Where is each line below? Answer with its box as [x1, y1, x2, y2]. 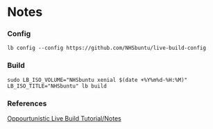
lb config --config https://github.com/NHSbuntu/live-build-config [7, 44, 207, 52]
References [7, 98, 47, 108]
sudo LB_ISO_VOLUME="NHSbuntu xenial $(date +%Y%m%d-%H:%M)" [7, 76, 188, 83]
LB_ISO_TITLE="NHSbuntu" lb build [7, 83, 108, 89]
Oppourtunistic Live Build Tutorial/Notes [7, 114, 121, 123]
